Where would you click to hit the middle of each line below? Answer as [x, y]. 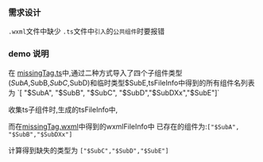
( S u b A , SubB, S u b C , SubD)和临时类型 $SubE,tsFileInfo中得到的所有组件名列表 [131, 83]
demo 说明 [29, 54]
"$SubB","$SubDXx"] [41, 134]
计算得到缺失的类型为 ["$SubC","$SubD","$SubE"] [89, 150]
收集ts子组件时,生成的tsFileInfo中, [63, 110]
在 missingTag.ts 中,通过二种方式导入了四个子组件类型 [95, 72]
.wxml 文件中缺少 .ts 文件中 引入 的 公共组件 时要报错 [87, 31]
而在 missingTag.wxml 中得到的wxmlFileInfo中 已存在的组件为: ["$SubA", [124, 126]
